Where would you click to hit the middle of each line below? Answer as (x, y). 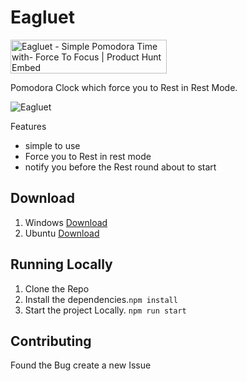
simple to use (52, 145)
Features (28, 126)
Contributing (51, 341)
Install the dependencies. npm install (101, 299)
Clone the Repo (57, 288)
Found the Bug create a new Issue (81, 365)
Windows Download (66, 222)
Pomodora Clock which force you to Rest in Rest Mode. (124, 87)
